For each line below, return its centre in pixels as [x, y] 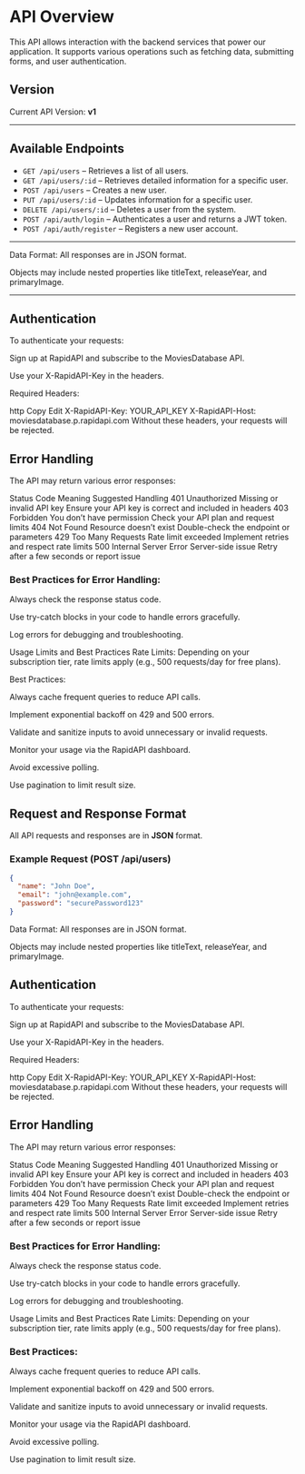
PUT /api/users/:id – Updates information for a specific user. [138, 199]
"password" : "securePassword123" [81, 904]
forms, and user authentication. [68, 61]
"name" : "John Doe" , [56, 886]
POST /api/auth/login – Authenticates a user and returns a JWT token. [155, 219]
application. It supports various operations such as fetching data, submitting [152, 51]
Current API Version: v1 [53, 112]
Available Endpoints [67, 148]
